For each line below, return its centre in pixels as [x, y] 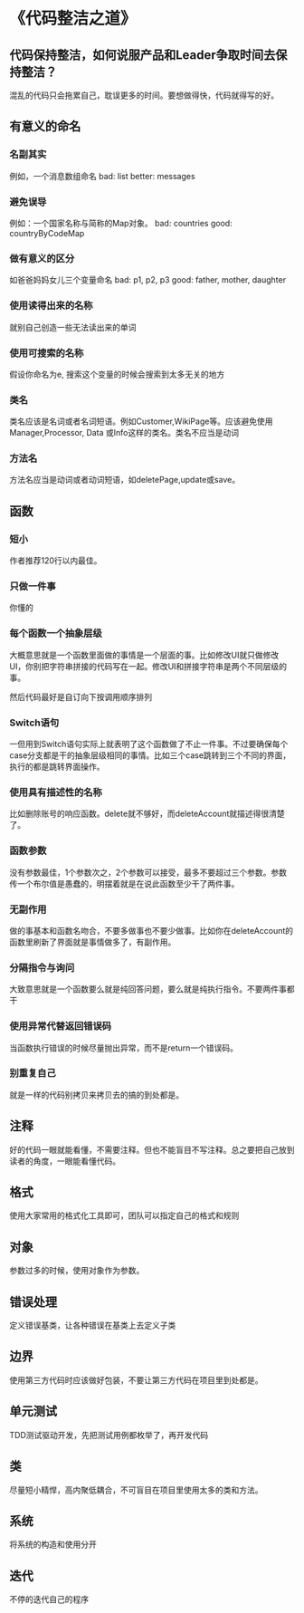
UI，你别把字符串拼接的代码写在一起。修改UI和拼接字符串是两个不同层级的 [148, 666]
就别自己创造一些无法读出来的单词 [73, 327]
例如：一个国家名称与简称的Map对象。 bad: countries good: [121, 223]
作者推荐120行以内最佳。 [56, 561]
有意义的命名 [45, 126]
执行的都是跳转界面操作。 [57, 767]
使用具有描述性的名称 [56, 792]
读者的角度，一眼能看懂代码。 [65, 1161]
